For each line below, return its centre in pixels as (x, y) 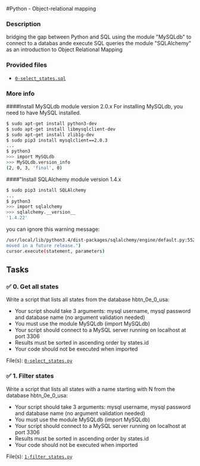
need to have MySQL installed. (44, 112)
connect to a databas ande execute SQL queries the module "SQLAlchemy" (99, 43)
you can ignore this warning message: (53, 229)
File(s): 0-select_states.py (39, 361)
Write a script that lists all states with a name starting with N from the (91, 389)
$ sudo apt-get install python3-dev (51, 123)
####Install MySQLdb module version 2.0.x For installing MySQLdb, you (95, 106)
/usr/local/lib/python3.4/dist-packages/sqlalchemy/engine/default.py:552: (102, 240)
